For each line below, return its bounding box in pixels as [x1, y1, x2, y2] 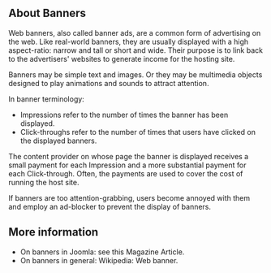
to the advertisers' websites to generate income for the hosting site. [8, 54, 235, 63]
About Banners [8, 6, 87, 20]
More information [8, 225, 99, 239]
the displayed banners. [19, 136, 97, 145]
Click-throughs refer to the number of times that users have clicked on [19, 127, 256, 136]
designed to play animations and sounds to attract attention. [8, 78, 209, 88]
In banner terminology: [8, 93, 85, 104]
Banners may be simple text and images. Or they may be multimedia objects [8, 69, 263, 80]
